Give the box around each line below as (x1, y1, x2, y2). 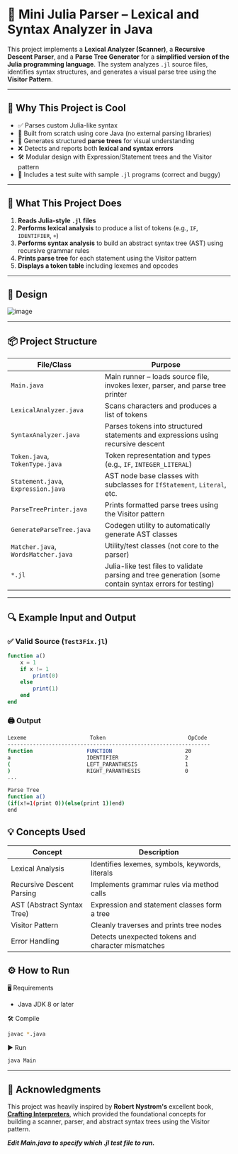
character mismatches (91, 940, 165, 950)
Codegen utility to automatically (104, 521, 210, 531)
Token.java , (11, 451, 50, 461)
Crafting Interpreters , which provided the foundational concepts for (7, 1109, 207, 1118)
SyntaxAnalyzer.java (11, 431, 80, 439)
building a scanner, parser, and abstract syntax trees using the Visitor (7, 1117, 210, 1126)
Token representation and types (104, 451, 211, 460)
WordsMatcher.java (11, 550, 73, 559)
